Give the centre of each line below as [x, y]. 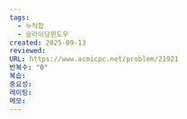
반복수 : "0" [29, 68]
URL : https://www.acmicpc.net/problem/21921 [94, 59]
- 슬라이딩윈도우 [43, 34]
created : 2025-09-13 [48, 42]
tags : [19, 17]
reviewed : [28, 51]
